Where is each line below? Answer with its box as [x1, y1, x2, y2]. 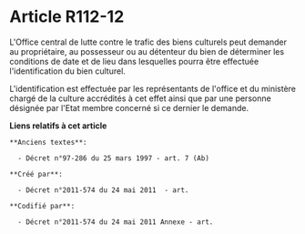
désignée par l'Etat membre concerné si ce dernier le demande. [9, 102, 249, 113]
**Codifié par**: [9, 201, 76, 210]
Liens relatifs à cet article [9, 120, 107, 131]
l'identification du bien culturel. [9, 66, 126, 76]
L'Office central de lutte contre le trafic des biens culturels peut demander [9, 36, 287, 47]
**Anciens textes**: [9, 137, 88, 147]
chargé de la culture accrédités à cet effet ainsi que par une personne [9, 93, 271, 104]
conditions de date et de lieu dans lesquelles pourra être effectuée [9, 56, 259, 66]
